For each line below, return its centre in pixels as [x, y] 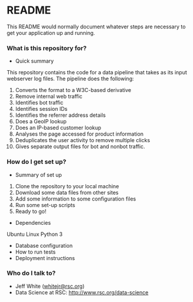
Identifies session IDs [41, 109]
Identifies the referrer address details [60, 115]
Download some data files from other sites [67, 192]
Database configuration [44, 245]
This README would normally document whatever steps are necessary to [96, 27]
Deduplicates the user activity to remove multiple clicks [83, 140]
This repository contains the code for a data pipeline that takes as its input [97, 73]
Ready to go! [31, 211]
